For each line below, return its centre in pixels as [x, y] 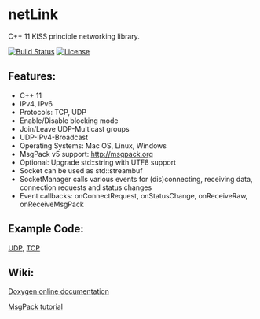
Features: [32, 76]
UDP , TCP [24, 248]
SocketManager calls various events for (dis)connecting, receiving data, [136, 179]
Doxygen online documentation [59, 291]
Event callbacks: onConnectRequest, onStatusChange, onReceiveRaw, [134, 195]
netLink [33, 15]
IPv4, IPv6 [36, 103]
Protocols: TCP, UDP [53, 112]
